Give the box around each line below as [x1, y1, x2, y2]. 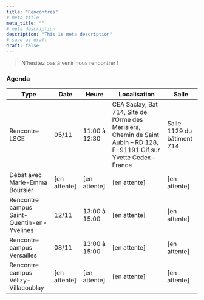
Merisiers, [112, 123, 141, 132]
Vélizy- [9, 276, 31, 285]
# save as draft [6, 37, 47, 43]
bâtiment [166, 135, 193, 143]
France [112, 161, 132, 170]
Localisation [118, 90, 155, 99]
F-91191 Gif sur [112, 146, 160, 155]
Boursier [9, 186, 34, 195]
